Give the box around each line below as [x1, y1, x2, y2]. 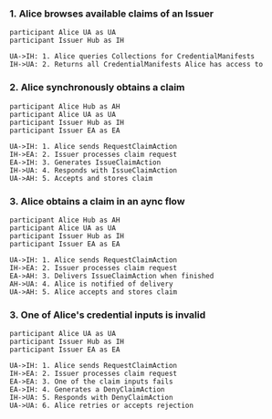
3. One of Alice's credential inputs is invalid [9, 309, 206, 321]
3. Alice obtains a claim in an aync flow [9, 194, 185, 207]
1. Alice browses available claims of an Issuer [9, 7, 214, 20]
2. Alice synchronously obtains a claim [9, 81, 185, 94]
